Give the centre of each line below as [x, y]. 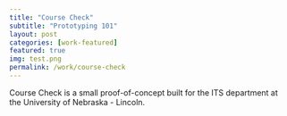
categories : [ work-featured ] [63, 42]
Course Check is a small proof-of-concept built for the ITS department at [144, 92]
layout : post [34, 34]
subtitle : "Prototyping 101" [63, 26]
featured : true [38, 51]
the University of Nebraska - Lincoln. [77, 102]
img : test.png [36, 59]
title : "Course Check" [51, 17]
